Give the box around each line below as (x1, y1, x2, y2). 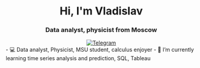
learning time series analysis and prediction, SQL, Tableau (5, 55, 151, 62)
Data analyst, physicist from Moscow (45, 26, 158, 34)
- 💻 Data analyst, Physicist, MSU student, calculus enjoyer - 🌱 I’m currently (5, 46, 195, 54)
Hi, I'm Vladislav (59, 4, 143, 18)
